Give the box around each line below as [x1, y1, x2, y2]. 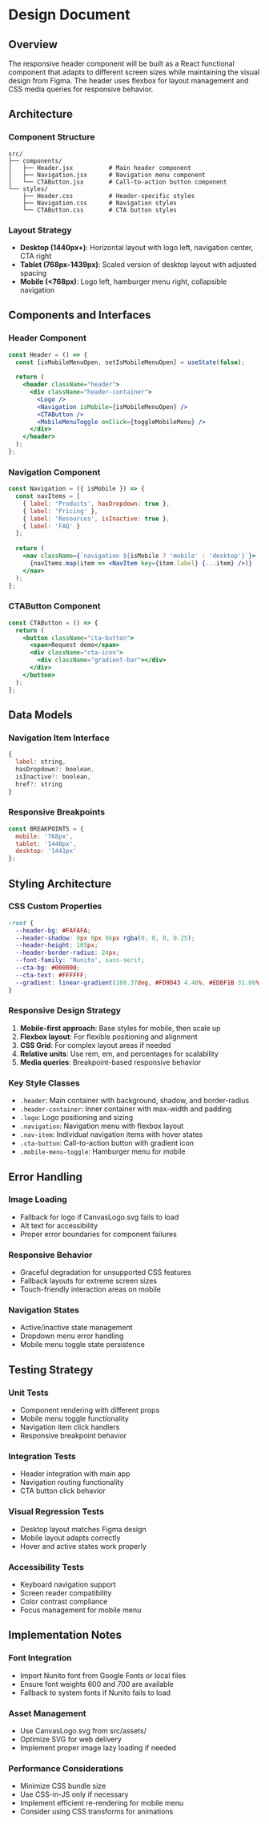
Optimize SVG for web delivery [19, 1734, 122, 1744]
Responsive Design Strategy [8, 1005, 122, 1016]
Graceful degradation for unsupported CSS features [19, 1268, 192, 1277]
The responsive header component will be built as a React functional [8, 59, 235, 68]
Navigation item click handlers [19, 1422, 120, 1432]
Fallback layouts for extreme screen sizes [19, 1276, 158, 1286]
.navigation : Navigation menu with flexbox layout [19, 1121, 184, 1131]
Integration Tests [8, 1451, 76, 1462]
